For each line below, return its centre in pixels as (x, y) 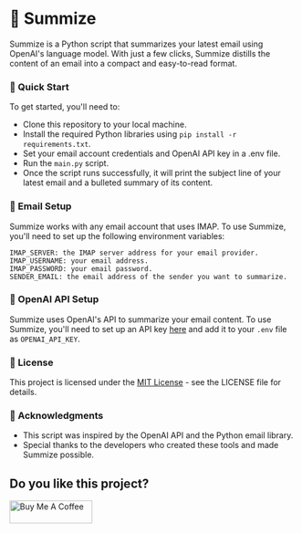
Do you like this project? (79, 483)
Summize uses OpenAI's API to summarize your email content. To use (141, 319)
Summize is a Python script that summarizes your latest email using (136, 44)
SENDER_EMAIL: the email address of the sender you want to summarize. (148, 277)
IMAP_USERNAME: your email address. (79, 261)
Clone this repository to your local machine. (104, 125)
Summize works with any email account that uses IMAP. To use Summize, (148, 226)
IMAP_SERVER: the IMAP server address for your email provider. (134, 253)
